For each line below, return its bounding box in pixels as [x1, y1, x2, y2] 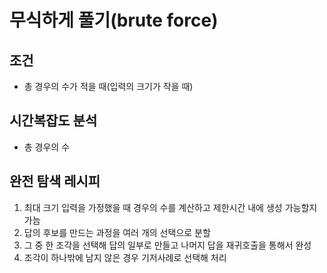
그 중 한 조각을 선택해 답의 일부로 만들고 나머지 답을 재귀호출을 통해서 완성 [23, 239, 312, 251]
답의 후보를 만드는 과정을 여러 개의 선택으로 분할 [23, 226, 211, 238]
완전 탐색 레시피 [9, 173, 101, 190]
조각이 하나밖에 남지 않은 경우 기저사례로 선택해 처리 [23, 251, 227, 263]
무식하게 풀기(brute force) [9, 9, 219, 32]
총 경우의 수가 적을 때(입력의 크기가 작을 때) [23, 81, 194, 92]
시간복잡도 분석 [9, 112, 98, 130]
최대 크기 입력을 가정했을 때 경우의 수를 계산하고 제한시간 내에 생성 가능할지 [23, 201, 318, 213]
